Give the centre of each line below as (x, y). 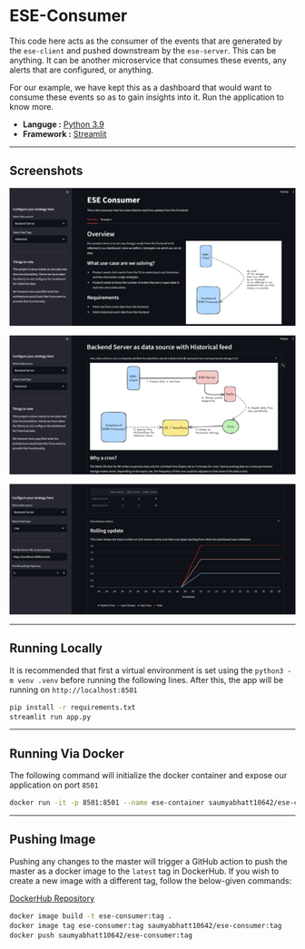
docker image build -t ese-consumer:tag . (91, 916)
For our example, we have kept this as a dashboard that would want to (141, 87)
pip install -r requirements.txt (73, 707)
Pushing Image (53, 840)
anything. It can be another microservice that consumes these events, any (148, 60)
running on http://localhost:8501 (74, 690)
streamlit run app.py (50, 717)
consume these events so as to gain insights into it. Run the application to (147, 97)
